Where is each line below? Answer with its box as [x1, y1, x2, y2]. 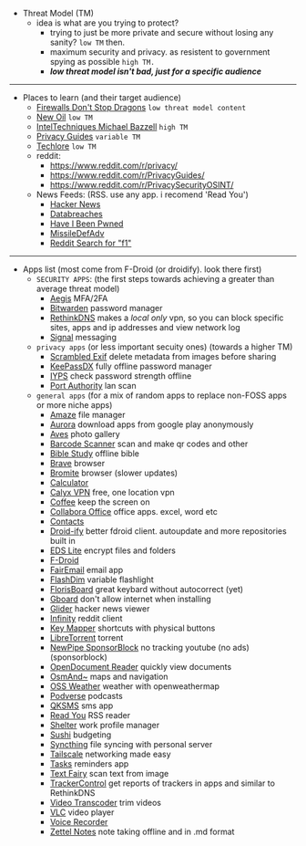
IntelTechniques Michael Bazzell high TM [36, 121, 189, 131]
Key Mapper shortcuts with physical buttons [49, 622, 216, 633]
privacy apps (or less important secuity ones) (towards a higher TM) [36, 341, 293, 352]
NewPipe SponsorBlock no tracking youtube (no [49, 642, 231, 653]
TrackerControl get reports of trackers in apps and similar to [49, 778, 276, 789]
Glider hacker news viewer [49, 603, 150, 614]
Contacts [49, 516, 85, 527]
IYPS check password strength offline [49, 371, 192, 381]
